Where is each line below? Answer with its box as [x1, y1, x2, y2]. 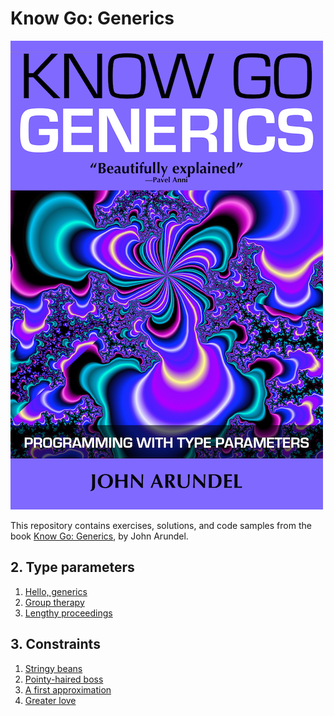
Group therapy [24, 596, 85, 608]
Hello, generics [24, 585, 88, 597]
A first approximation [24, 683, 112, 696]
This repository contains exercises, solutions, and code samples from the [10, 519, 312, 531]
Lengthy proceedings [24, 607, 113, 619]
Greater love [24, 694, 77, 706]
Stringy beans [24, 662, 83, 674]
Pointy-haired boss [24, 673, 104, 685]
